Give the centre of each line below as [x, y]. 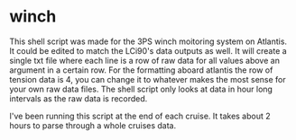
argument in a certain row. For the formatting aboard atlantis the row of [141, 70]
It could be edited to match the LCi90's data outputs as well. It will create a [148, 50]
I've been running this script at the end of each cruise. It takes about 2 [140, 116]
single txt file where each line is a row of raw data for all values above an [144, 60]
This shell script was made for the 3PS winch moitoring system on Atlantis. [148, 41]
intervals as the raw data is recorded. [79, 98]
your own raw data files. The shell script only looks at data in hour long [141, 89]
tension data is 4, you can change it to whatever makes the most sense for [148, 79]
